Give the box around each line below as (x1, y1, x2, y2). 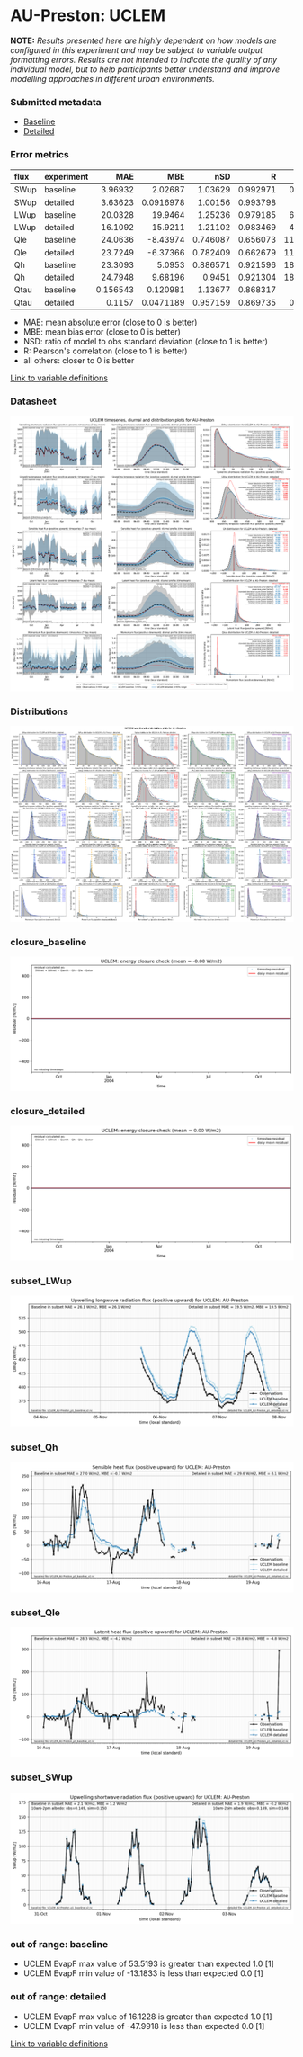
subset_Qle (10, 1606, 61, 1619)
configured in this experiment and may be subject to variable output (10, 44, 263, 55)
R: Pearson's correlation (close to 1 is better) (22, 345, 188, 356)
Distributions (10, 705, 68, 718)
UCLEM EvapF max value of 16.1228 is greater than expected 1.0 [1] (22, 2011, 272, 2022)
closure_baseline (10, 935, 87, 948)
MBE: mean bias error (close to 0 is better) (22, 326, 181, 337)
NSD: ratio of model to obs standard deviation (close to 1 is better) (22, 336, 269, 347)
